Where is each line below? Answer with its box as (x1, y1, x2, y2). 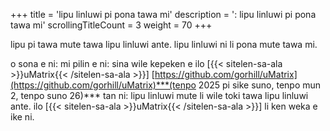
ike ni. (10, 111, 35, 123)
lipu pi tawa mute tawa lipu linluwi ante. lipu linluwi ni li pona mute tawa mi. (10, 39, 318, 50)
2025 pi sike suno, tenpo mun (198, 79, 322, 91)
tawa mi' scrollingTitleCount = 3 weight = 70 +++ (10, 19, 213, 31)
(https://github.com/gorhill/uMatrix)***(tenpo (10, 79, 197, 91)
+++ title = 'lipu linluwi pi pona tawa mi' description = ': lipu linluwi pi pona (10, 9, 317, 20)
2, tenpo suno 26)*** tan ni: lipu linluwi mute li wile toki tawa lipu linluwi (10, 90, 309, 101)
